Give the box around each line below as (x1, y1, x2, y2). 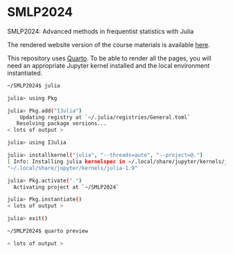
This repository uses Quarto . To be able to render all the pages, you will (7, 53, 212, 62)
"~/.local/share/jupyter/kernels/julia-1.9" (7, 164, 138, 171)
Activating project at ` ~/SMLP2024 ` (13, 183, 119, 191)
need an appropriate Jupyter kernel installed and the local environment (7, 61, 210, 69)
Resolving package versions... (16, 120, 107, 127)
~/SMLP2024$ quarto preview (7, 228, 89, 235)
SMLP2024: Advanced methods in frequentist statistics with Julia (7, 27, 194, 35)
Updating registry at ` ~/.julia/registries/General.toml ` (19, 114, 191, 121)
